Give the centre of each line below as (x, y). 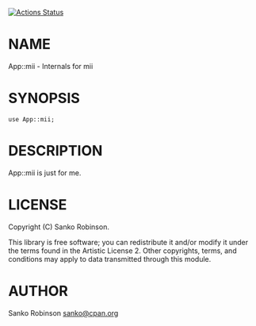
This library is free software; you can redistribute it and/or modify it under (128, 242)
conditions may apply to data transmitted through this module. (110, 259)
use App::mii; (32, 119)
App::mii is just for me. (45, 173)
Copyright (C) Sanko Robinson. (59, 227)
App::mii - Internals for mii (51, 66)
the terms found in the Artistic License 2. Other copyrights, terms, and (122, 251)
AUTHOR (38, 291)
